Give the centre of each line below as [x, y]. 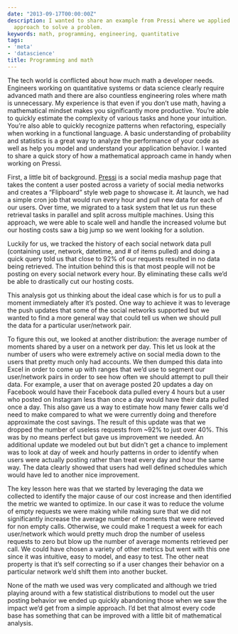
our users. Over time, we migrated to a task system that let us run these [112, 207]
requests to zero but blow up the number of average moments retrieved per [118, 541]
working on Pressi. [34, 163]
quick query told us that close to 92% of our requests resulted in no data [114, 258]
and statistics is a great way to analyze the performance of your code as [113, 141]
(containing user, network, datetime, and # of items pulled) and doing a [111, 251]
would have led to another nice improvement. [74, 475]
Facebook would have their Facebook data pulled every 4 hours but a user [116, 392]
